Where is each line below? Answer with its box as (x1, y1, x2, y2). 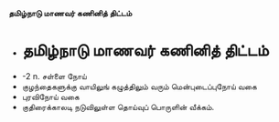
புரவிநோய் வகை (21, 91, 80, 102)
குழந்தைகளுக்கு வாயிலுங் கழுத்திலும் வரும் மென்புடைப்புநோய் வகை (21, 81, 257, 92)
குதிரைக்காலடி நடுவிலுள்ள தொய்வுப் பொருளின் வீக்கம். (21, 101, 215, 112)
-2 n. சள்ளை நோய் (21, 70, 88, 81)
